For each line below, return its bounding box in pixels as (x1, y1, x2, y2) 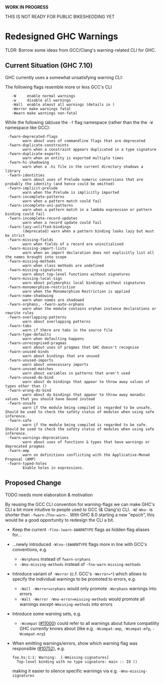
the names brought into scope (5, 254, 67, 260)
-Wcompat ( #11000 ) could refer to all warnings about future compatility (19, 620, 160, 626)
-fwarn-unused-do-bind (7, 375, 54, 380)
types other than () (5, 384, 47, 388)
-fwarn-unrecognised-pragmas (7, 340, 67, 346)
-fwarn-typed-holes (7, 461, 47, 466)
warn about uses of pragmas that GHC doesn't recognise (23, 345, 139, 350)
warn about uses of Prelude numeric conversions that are (23, 177, 143, 182)
